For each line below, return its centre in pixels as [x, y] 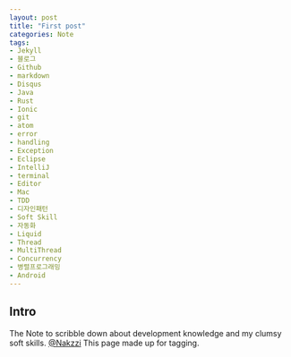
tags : [19, 42]
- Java [21, 92]
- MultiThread [36, 251]
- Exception [31, 150]
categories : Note [42, 34]
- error [24, 134]
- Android [28, 276]
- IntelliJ [30, 167]
